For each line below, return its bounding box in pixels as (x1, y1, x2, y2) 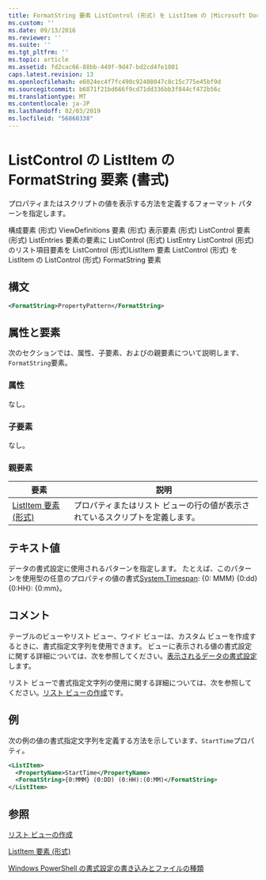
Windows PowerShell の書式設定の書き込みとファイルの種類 (8, 863, 204, 873)
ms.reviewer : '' (8, 33, 62, 42)
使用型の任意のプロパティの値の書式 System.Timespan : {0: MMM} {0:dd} (21, 574, 258, 583)
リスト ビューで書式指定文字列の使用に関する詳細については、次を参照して (8, 677, 252, 687)
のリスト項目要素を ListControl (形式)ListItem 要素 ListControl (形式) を (8, 245, 238, 254)
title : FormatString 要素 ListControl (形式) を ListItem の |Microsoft (8, 11, 246, 20)
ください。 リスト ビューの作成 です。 (8, 688, 128, 697)
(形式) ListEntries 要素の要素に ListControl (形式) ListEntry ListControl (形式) (8, 235, 255, 245)
